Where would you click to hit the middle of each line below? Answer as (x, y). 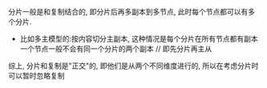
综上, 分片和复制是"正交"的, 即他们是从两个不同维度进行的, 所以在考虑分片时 (133, 66)
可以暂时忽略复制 (36, 76)
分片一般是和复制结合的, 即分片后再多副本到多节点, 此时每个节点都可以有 (128, 12)
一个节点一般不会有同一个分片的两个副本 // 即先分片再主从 (116, 49)
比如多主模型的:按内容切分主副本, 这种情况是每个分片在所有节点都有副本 (139, 39)
